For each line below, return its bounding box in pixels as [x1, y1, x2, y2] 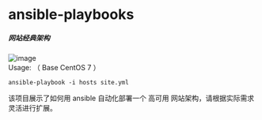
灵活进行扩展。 [8, 103, 57, 113]
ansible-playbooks [8, 6, 135, 24]
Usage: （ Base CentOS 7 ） [8, 63, 101, 73]
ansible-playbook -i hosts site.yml [8, 79, 129, 87]
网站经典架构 [8, 33, 50, 43]
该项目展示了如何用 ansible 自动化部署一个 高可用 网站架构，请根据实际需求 [8, 93, 255, 103]
